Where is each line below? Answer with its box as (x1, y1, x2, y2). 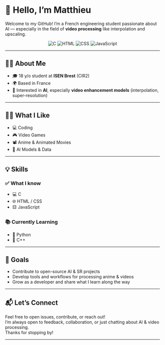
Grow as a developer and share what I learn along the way (12, 279, 130, 285)
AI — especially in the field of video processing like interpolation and (5, 26, 145, 31)
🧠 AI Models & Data (12, 146, 52, 152)
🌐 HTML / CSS (12, 198, 43, 204)
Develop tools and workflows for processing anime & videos (12, 274, 134, 280)
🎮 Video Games (12, 132, 46, 138)
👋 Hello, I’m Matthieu (5, 4, 91, 16)
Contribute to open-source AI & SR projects (12, 268, 100, 274)
